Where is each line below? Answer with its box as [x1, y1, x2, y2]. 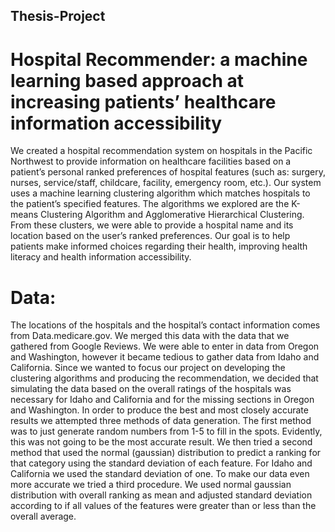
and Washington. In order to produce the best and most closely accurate [10, 404, 309, 416]
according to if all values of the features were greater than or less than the [10, 500, 317, 512]
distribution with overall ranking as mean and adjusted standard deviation [10, 489, 313, 501]
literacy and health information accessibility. [10, 251, 192, 263]
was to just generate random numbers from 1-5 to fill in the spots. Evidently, [10, 425, 323, 438]
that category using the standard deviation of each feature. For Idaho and [10, 457, 313, 469]
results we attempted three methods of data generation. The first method [10, 415, 312, 427]
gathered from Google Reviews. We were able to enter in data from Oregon [10, 340, 320, 353]
